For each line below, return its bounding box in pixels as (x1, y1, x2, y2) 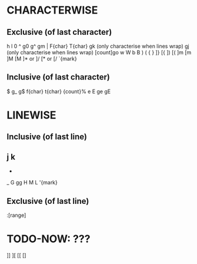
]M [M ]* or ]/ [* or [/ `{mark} (6, 55, 77, 62)
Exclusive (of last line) (6, 196, 89, 206)
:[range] (6, 212, 26, 219)
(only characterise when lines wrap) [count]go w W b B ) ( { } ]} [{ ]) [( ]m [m (6, 49, 192, 56)
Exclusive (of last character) (6, 27, 112, 37)
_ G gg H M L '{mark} (6, 179, 58, 186)
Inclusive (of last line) (6, 132, 88, 142)
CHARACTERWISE (6, 4, 98, 17)
